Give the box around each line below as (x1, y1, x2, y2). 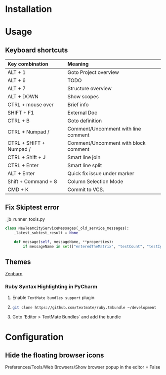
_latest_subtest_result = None (14, 230, 79, 235)
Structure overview (67, 85, 112, 92)
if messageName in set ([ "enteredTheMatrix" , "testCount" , (23, 244, 145, 249)
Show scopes (67, 93, 99, 100)
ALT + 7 (7, 85, 26, 92)
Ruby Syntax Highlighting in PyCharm (5, 283, 98, 290)
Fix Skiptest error (5, 203, 60, 211)
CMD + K (7, 186, 29, 193)
